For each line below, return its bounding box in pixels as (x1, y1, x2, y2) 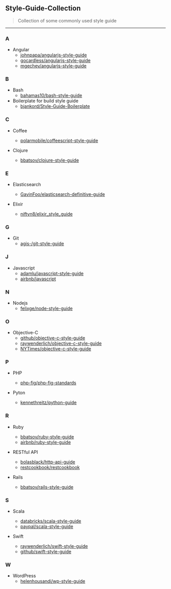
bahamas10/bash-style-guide (20, 93, 82, 99)
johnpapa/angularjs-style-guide (20, 52, 88, 58)
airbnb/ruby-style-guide (20, 439, 71, 445)
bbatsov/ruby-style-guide (20, 433, 74, 439)
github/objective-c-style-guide (20, 335, 85, 341)
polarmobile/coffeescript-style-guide (20, 137, 98, 143)
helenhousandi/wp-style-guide (20, 578, 85, 584)
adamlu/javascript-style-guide (20, 270, 84, 276)
